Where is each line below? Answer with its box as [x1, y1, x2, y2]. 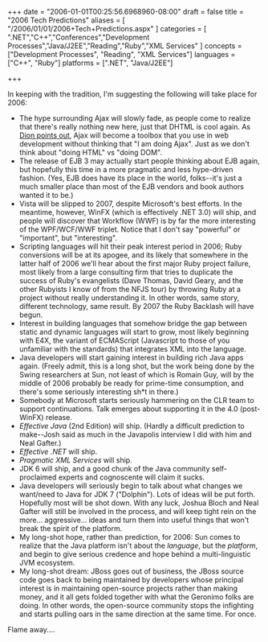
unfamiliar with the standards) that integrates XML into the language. [18, 344, 246, 353]
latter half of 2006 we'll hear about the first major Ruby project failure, [18, 259, 251, 268]
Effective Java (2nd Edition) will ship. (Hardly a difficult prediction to [18, 422, 246, 430]
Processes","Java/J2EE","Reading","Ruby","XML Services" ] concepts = [7, 41, 242, 51]
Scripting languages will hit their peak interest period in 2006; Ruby [18, 241, 242, 251]
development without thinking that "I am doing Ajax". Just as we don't [18, 139, 250, 148]
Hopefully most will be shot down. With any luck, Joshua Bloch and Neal [18, 498, 259, 508]
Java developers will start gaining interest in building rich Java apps [18, 353, 244, 362]
